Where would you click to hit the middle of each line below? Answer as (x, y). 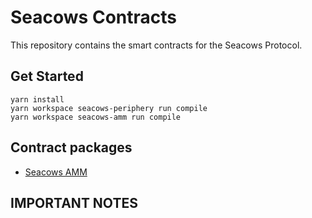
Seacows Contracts (93, 17)
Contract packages (71, 147)
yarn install (37, 99)
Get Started (47, 76)
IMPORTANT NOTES (74, 202)
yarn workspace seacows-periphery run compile (109, 108)
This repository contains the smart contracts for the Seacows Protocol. (156, 45)
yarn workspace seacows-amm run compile (96, 117)
